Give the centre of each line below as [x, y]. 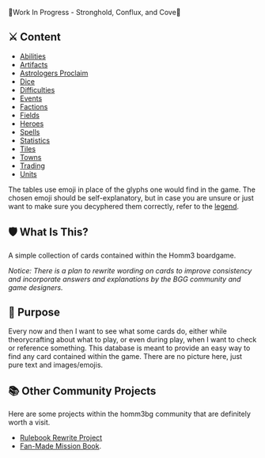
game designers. [36, 287]
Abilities [32, 56]
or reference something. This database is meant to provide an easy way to [129, 348]
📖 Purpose [34, 313]
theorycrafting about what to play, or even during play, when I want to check [132, 340]
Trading [32, 166]
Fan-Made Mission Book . [60, 446]
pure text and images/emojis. [56, 365]
